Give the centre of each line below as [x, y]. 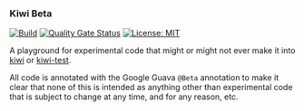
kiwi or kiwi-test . [40, 60]
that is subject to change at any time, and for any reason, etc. [124, 97]
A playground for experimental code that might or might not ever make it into [152, 51]
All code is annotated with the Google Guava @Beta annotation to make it [144, 78]
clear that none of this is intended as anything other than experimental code [151, 88]
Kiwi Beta [31, 14]
